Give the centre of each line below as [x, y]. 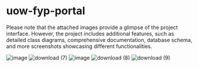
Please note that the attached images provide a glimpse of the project [92, 27]
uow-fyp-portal [46, 11]
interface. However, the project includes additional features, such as [90, 33]
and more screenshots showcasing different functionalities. [79, 46]
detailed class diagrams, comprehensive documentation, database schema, [99, 40]
